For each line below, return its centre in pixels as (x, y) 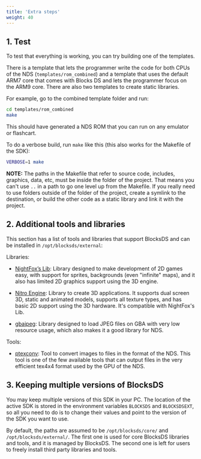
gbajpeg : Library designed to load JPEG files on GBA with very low (97, 324)
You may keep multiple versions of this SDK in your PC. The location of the (98, 400)
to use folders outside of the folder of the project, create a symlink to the (96, 192)
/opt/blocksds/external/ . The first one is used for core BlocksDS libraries (98, 437)
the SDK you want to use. (37, 419)
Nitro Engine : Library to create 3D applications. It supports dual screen (102, 293)
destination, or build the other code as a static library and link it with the (95, 199)
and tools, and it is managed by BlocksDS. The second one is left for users (98, 443)
